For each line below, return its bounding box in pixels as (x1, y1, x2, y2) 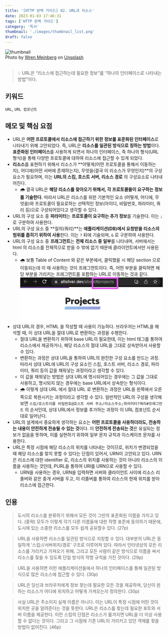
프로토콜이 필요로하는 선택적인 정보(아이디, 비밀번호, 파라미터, (34, 200, 155, 206)
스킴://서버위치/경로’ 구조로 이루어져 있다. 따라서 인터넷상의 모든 (32, 542, 157, 548)
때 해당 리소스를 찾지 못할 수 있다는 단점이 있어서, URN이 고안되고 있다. (12, 451, 151, 457)
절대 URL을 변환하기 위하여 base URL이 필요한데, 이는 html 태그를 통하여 (19, 336, 162, 342)
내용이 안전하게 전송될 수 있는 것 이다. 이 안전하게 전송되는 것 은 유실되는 (17, 426, 155, 432)
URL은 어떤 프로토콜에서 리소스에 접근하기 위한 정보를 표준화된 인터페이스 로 (12, 136, 159, 142)
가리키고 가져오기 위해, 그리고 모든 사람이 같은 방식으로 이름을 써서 (30, 548, 160, 554)
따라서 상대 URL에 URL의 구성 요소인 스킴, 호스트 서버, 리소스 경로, (19, 361, 150, 367)
